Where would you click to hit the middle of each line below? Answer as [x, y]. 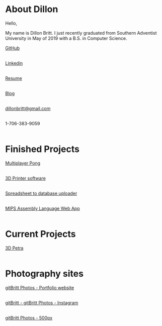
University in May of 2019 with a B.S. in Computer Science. [66, 38]
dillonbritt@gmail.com [28, 108]
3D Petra [14, 248]
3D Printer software [26, 178]
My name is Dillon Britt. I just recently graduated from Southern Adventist [81, 33]
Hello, [11, 23]
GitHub [13, 48]
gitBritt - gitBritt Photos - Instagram [42, 302]
